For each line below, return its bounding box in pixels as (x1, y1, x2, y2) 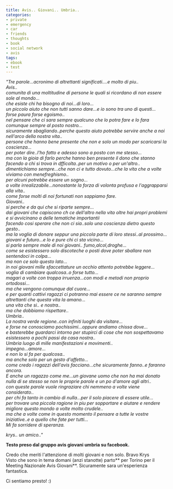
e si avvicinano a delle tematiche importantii (6, 215, 100, 221)
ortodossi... (6, 280, 30, 287)
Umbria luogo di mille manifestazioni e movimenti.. (6, 340, 113, 347)
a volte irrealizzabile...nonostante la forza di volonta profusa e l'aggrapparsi (6, 182, 168, 189)
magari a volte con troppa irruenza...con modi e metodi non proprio (6, 275, 149, 281)
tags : (6, 55, 17, 60)
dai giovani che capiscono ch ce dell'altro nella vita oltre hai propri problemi (6, 210, 167, 216)
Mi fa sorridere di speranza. (6, 422, 65, 428)
